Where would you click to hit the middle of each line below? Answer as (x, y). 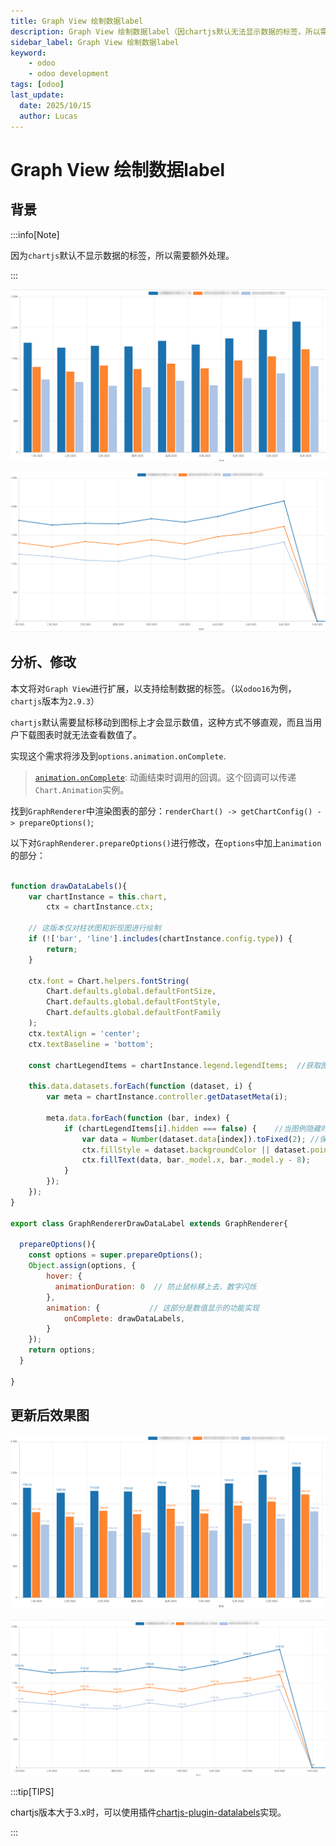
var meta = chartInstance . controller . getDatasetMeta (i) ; (167, 1097)
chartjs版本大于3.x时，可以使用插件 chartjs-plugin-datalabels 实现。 (148, 1812)
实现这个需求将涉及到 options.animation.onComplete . (118, 756)
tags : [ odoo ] (37, 85)
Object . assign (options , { (82, 1266)
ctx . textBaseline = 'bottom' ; (91, 1044)
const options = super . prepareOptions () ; (115, 1255)
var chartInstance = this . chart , (98, 896)
